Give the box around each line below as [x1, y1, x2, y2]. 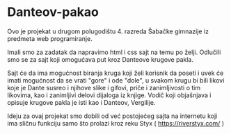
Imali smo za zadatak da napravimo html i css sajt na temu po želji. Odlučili [7, 48, 221, 56]
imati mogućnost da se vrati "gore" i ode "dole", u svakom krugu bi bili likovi [7, 76, 225, 84]
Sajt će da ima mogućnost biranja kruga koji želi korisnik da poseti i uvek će [7, 69, 224, 77]
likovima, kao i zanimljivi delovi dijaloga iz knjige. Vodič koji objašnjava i [7, 91, 212, 99]
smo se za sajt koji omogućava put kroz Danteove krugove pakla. [7, 55, 193, 63]
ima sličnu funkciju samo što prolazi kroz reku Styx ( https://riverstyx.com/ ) [7, 119, 225, 127]
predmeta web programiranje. [7, 34, 93, 42]
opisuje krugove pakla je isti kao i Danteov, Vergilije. [7, 98, 156, 106]
